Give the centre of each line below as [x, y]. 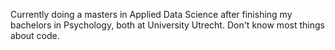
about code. [35, 35]
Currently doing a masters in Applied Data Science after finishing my [151, 14]
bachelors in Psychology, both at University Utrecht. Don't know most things [167, 25]
